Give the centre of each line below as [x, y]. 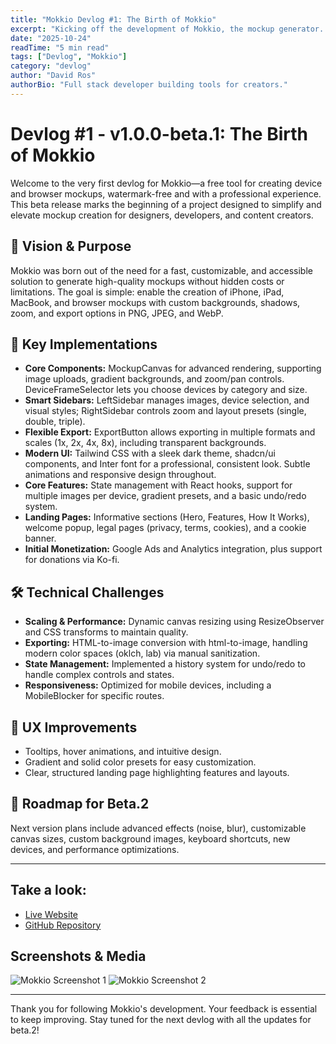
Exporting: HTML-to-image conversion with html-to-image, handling [166, 643]
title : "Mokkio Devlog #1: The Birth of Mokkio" [113, 19]
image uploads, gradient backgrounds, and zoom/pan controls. [154, 379]
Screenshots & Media [78, 956]
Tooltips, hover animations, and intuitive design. [123, 751]
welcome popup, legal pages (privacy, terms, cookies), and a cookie [165, 528]
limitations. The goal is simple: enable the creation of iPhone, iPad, [147, 292]
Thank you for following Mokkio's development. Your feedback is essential [164, 1009]
